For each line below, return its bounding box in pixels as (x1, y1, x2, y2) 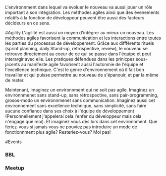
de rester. (5, 77, 25, 83)
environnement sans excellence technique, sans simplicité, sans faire (5, 103, 147, 108)
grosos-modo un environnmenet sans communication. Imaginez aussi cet (5, 97, 155, 103)
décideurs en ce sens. (5, 20, 51, 26)
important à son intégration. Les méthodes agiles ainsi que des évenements (5, 9, 160, 15)
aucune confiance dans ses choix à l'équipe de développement (5, 108, 135, 114)
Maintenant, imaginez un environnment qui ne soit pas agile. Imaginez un (5, 87, 155, 92)
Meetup (5, 164, 25, 171)
